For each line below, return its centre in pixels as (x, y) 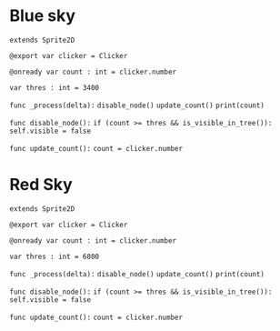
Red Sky (41, 185)
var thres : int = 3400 (55, 87)
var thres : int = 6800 (55, 256)
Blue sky (42, 16)
